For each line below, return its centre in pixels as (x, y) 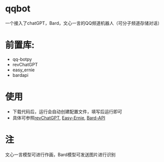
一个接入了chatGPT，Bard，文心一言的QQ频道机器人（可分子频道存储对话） (84, 23)
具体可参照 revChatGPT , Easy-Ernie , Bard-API (59, 118)
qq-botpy (22, 59)
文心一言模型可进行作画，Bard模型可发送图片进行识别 (60, 155)
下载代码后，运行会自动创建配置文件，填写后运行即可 (67, 111)
